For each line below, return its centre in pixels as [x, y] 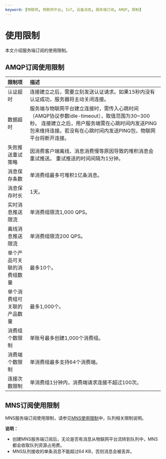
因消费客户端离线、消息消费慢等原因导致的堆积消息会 [92, 151]
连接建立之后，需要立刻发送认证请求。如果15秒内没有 [92, 92]
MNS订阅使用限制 [32, 405]
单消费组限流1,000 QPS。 [60, 212]
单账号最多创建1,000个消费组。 [67, 338]
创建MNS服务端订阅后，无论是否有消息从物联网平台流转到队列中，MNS [85, 439]
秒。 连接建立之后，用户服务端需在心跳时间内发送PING [93, 123]
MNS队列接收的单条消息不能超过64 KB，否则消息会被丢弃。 [73, 452]
